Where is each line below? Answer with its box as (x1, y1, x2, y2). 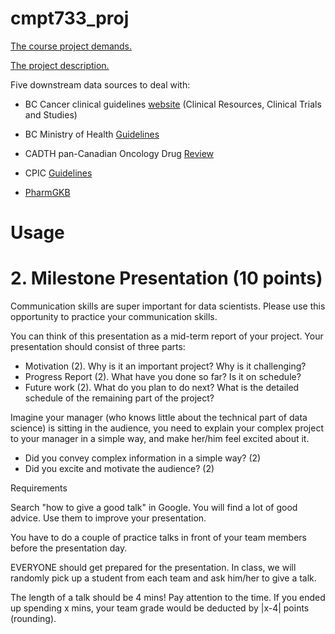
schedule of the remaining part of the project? (24, 392, 215, 404)
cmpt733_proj (10, 7, 130, 30)
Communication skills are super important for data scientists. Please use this (10, 300, 326, 312)
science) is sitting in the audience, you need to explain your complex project (10, 422, 324, 434)
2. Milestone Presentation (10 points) (10, 267, 323, 290)
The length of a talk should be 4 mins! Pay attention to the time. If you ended (10, 592, 326, 604)
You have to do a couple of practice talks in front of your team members (10, 532, 307, 544)
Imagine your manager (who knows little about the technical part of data (10, 412, 308, 424)
